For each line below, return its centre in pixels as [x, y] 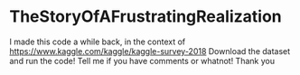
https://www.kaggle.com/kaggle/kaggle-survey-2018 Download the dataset [150, 51]
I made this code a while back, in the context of [98, 42]
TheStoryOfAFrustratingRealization [145, 17]
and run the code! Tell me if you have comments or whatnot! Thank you [142, 61]
